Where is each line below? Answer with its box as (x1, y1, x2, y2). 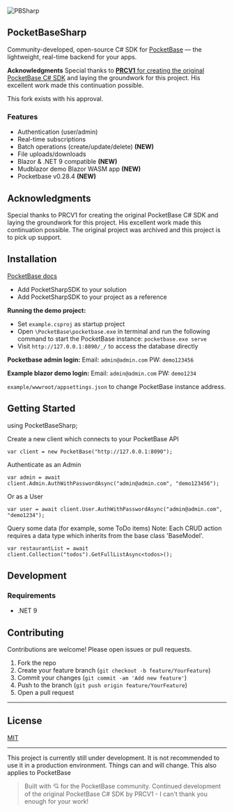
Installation (7, 253, 57, 265)
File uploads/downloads (17, 150, 86, 158)
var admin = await (7, 474, 61, 481)
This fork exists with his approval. (7, 94, 104, 102)
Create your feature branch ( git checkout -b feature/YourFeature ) (17, 666, 211, 675)
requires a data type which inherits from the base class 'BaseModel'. (7, 531, 204, 539)
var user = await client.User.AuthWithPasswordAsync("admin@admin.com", (7, 505, 223, 512)
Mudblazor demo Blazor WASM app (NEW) (17, 164, 141, 174)
